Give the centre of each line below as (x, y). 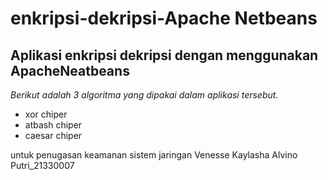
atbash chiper (53, 125)
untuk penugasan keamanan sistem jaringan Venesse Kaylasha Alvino (154, 155)
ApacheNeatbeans (70, 70)
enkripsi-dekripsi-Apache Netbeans (164, 18)
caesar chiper (53, 135)
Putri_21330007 (42, 165)
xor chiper (46, 114)
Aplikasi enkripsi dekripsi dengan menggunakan (164, 55)
